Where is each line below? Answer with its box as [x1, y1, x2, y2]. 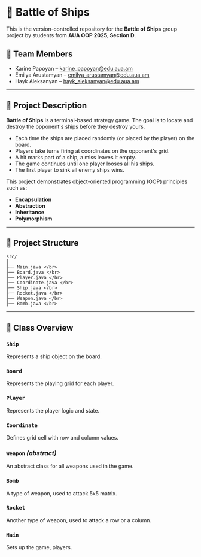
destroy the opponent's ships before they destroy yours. [6, 123, 145, 130]
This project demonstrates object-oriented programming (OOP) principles [6, 178, 188, 185]
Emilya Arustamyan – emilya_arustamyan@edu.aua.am [14, 71, 150, 78]
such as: [6, 184, 28, 191]
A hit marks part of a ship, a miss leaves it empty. [14, 153, 136, 161]
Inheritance [14, 208, 45, 216]
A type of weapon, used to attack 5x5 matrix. [6, 489, 118, 497]
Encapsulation [14, 196, 52, 203]
